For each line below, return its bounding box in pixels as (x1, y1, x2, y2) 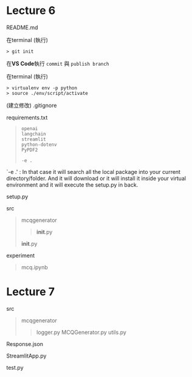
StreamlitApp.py (6, 352, 47, 359)
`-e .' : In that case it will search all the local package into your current (6, 168, 181, 175)
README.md (6, 24, 38, 31)
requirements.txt (6, 114, 48, 121)
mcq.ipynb (21, 263, 49, 271)
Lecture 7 (6, 285, 55, 299)
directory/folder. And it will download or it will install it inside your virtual (6, 175, 187, 182)
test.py (6, 364, 24, 371)
